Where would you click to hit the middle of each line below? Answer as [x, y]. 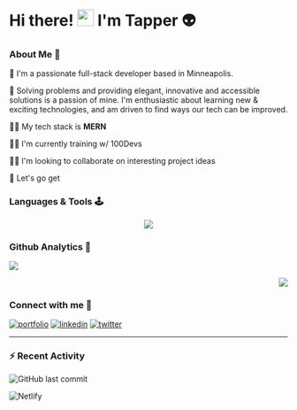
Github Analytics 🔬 [50, 246]
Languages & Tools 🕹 [57, 202]
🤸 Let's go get [34, 178]
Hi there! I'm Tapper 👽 [103, 21]
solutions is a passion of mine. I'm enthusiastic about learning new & [134, 100]
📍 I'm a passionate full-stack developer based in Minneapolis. [122, 73]
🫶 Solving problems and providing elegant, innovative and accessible [135, 91]
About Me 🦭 [35, 55]
